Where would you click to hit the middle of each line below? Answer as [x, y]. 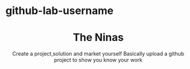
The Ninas [98, 38]
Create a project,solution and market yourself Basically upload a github [98, 54]
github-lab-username [60, 11]
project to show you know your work [98, 60]
